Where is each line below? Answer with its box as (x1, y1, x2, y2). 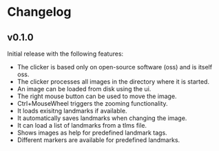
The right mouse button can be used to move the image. (17, 92, 177, 100)
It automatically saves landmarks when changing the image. (17, 114, 187, 122)
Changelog (7, 4, 72, 20)
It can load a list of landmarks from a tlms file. (17, 121, 147, 129)
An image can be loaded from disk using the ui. (17, 85, 152, 93)
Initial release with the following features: (7, 49, 124, 58)
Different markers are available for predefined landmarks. (17, 136, 180, 144)
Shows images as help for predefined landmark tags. (17, 128, 167, 137)
